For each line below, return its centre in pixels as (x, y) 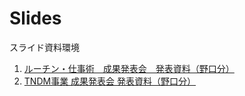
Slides (35, 18)
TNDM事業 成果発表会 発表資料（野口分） (110, 81)
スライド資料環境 (44, 47)
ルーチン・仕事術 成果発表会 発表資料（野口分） (129, 68)
